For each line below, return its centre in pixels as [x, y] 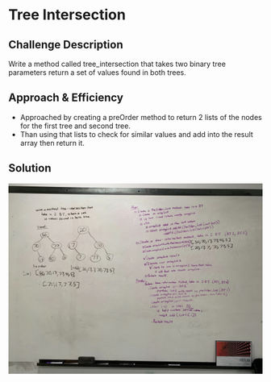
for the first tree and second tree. [75, 126]
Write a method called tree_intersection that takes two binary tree [117, 64]
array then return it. [52, 143]
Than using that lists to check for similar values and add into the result [137, 134]
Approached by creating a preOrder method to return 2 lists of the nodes [141, 117]
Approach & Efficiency [66, 98]
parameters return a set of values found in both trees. [98, 73]
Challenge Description [66, 45]
